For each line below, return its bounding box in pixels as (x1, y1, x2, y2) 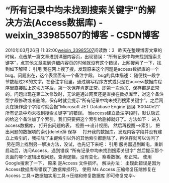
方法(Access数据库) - (14, 17, 103, 29)
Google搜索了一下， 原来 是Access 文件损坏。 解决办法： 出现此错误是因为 (5, 160, 161, 166)
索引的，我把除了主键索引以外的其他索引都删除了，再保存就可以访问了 (14, 135, 159, 141)
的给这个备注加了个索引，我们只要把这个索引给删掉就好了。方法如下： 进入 (5, 116, 161, 122)
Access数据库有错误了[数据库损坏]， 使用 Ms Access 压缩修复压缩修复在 (5, 166, 156, 172)
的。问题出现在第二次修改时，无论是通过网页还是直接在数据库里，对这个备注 (5, 91, 164, 97)
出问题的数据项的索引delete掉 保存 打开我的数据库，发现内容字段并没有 (5, 128, 158, 134)
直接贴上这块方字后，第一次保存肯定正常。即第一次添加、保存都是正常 (14, 85, 159, 91)
